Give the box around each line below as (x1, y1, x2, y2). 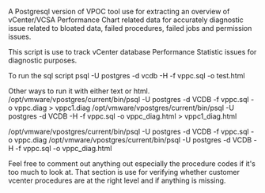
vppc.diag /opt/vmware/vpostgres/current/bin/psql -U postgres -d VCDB (14, 135, 252, 145)
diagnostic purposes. (8, 55, 78, 65)
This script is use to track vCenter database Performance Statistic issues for (8, 47, 257, 56)
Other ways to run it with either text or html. (8, 86, 150, 96)
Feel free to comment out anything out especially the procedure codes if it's (8, 159, 256, 168)
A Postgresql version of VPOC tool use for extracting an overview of (8, 7, 230, 16)
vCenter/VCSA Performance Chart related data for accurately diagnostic (8, 15, 244, 25)
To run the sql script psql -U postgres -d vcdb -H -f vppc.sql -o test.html (8, 71, 245, 80)
